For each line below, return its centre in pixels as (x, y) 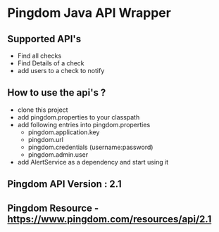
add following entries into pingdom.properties (84, 124)
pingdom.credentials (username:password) (90, 147)
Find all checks (39, 56)
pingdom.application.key (64, 132)
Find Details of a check (51, 63)
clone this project (43, 110)
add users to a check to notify (61, 71)
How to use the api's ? (57, 93)
